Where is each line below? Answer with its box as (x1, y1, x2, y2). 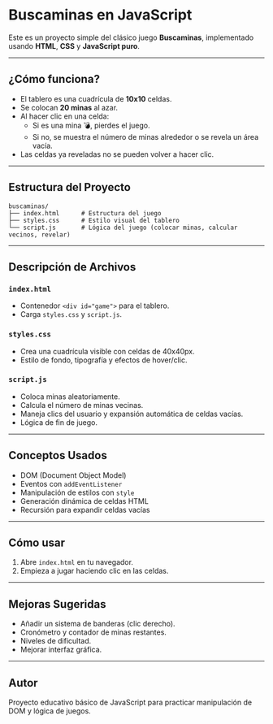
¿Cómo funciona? (8, 72, 100, 86)
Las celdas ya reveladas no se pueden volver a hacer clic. (19, 149, 214, 159)
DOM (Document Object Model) (19, 470, 127, 480)
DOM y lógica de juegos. (8, 706, 91, 716)
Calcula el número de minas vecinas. (19, 400, 144, 410)
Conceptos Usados (8, 449, 107, 462)
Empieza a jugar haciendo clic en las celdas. (19, 566, 169, 576)
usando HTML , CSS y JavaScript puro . (8, 41, 141, 50)
